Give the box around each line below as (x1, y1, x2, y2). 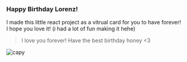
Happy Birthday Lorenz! (6, 5, 78, 13)
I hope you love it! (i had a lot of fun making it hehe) (6, 25, 136, 32)
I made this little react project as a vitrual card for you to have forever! (6, 19, 182, 26)
